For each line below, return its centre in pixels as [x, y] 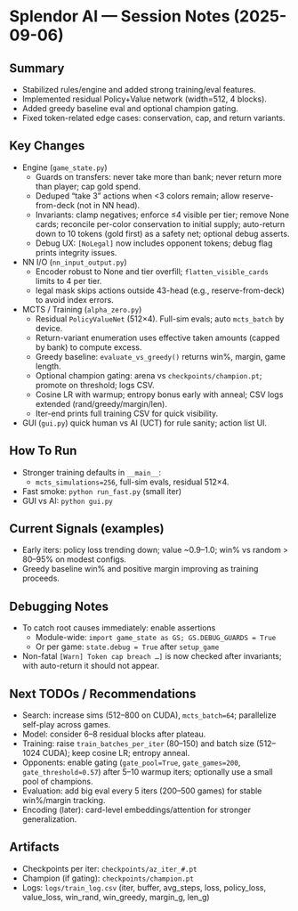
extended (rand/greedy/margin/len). [101, 403]
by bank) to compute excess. [89, 347]
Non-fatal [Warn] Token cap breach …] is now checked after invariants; [152, 656]
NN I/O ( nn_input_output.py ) [74, 262]
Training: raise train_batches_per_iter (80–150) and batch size [138, 744]
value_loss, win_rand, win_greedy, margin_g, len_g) [116, 897]
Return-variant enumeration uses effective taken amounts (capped [157, 338]
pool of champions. [57, 782]
